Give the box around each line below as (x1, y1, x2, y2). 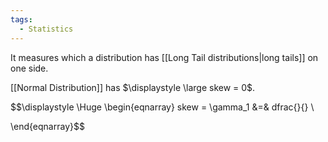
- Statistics (19, 24, 74, 34)
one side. (10, 62, 49, 74)
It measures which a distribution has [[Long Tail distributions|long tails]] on (10, 51, 319, 63)
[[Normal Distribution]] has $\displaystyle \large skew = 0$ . (10, 81, 256, 93)
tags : (10, 14, 33, 25)
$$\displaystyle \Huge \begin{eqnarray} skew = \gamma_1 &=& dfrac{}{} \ (10, 101, 315, 113)
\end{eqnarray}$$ (10, 120, 85, 132)
